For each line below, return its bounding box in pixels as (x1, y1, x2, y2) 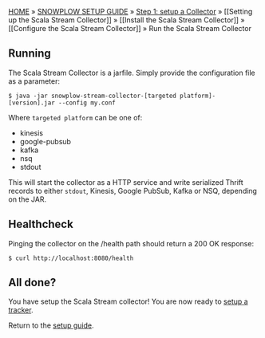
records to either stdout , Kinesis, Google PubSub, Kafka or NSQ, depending (8, 186, 258, 195)
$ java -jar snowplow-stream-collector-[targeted (8, 92, 177, 100)
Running (8, 47, 52, 61)
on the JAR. (8, 195, 46, 204)
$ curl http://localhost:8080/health (8, 254, 134, 262)
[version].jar (8, 99, 56, 107)
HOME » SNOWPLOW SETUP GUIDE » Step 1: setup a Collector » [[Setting (8, 7, 253, 16)
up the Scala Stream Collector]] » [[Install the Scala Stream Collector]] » (8, 15, 245, 25)
